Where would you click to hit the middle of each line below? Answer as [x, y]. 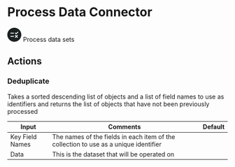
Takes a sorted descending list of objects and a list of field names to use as [116, 96]
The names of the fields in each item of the [114, 137]
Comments [124, 127]
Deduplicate [29, 81]
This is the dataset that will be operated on [113, 154]
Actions [24, 61]
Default [214, 127]
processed [23, 111]
